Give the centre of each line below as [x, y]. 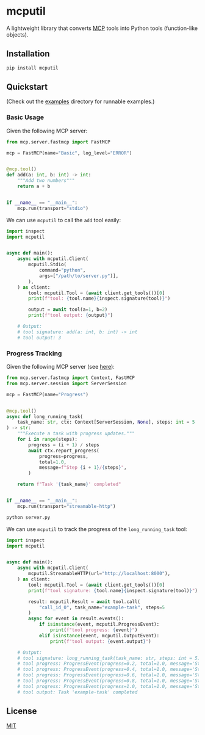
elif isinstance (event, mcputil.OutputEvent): [99, 635]
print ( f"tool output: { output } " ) [71, 316]
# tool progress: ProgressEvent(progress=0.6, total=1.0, [92, 675]
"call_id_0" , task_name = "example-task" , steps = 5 [102, 607]
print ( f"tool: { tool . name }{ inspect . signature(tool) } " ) [99, 299]
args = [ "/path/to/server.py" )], [79, 276]
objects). [17, 34]
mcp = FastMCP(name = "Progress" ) [47, 394]
